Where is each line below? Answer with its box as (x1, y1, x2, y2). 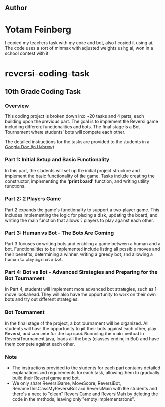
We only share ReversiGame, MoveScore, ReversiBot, (12, 380, 121, 386)
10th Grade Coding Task (5, 87, 81, 96)
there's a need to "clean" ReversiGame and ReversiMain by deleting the (12, 391, 158, 397)
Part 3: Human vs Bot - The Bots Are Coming (5, 229, 114, 236)
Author (5, 4, 27, 12)
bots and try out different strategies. (5, 296, 79, 302)
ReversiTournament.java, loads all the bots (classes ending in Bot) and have (5, 335, 159, 342)
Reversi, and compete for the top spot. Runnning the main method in (5, 331, 144, 336)
